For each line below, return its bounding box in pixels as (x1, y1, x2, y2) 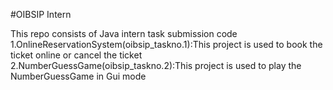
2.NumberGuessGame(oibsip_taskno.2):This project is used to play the (10, 60, 302, 71)
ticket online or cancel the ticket (10, 49, 143, 61)
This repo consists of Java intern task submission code (10, 28, 238, 39)
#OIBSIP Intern (10, 9, 72, 20)
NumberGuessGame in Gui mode (10, 70, 147, 82)
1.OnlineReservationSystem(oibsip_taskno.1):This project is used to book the (10, 39, 323, 50)
